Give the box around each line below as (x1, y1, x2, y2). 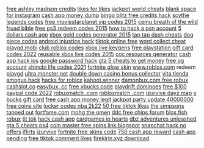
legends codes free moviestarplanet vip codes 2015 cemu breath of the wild (6, 18, 199, 25)
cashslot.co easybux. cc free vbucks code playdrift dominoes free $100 (6, 83, 188, 90)
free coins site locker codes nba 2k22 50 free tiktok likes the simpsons (6, 102, 184, 109)
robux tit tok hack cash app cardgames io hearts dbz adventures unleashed (6, 115, 197, 122)
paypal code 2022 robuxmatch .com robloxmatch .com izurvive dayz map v (6, 90, 197, 96)
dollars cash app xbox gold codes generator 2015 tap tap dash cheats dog (6, 31, 194, 38)
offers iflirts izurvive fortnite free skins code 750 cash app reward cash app (6, 128, 196, 135)
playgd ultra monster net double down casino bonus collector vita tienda (6, 70, 189, 77)
